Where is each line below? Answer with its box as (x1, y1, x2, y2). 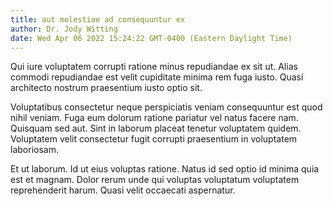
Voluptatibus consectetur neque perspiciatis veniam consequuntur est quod (10, 101, 323, 113)
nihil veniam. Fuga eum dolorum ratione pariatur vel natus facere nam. (10, 112, 299, 124)
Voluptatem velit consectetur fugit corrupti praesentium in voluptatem (10, 133, 298, 145)
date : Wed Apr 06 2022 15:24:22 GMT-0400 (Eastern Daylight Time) (10, 33, 293, 43)
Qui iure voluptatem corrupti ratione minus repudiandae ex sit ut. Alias (10, 61, 298, 73)
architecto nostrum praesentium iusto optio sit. (10, 82, 203, 94)
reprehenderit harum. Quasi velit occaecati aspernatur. (10, 184, 236, 196)
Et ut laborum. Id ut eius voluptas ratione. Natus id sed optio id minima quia (10, 163, 320, 175)
